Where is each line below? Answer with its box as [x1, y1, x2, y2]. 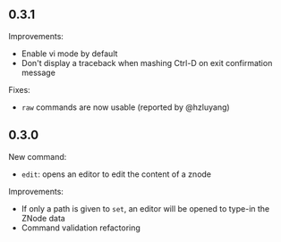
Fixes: [8, 84, 30, 95]
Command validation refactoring [21, 222, 140, 233]
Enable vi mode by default [21, 48, 118, 59]
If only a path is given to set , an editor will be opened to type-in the [21, 203, 270, 213]
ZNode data [21, 213, 66, 223]
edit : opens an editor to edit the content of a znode [21, 169, 212, 179]
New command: [8, 151, 67, 162]
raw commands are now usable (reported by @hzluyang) [21, 102, 230, 113]
